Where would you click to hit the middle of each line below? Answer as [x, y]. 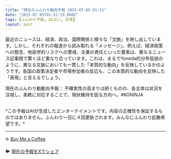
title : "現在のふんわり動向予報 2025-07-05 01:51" [56, 10]
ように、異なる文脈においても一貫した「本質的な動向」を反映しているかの [83, 65]
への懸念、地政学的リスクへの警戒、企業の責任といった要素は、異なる [79, 52]
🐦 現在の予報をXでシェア [32, 151]
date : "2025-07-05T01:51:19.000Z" [42, 15]
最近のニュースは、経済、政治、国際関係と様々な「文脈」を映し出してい [81, 39]
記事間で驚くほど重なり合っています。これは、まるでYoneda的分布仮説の [86, 59]
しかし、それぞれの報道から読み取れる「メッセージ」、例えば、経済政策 [88, 46]
